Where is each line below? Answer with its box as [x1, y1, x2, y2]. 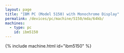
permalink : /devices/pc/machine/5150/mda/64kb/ [5, 16, 104, 21]
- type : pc [9, 25, 32, 30]
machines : [5, 20, 25, 26]
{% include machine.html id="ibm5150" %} [5, 43, 92, 49]
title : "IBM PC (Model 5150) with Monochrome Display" [5, 12, 120, 17]
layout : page [5, 7, 32, 12]
